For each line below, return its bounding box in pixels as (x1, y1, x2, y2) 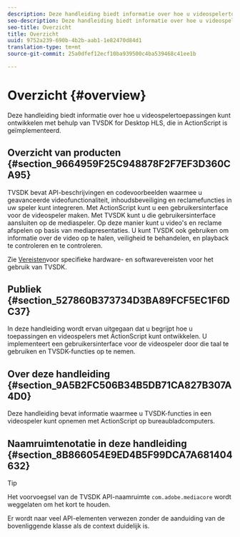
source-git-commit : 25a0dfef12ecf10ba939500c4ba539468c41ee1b (7, 51, 196, 58)
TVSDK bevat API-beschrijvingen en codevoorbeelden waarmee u (7, 188, 202, 196)
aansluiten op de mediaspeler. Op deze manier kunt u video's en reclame (7, 219, 222, 227)
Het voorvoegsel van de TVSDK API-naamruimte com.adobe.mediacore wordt (7, 493, 232, 501)
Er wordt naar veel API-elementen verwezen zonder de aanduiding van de (7, 514, 225, 523)
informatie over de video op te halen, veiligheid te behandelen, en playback (7, 234, 229, 242)
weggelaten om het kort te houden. (7, 501, 111, 509)
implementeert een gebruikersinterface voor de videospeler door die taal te (7, 340, 229, 348)
